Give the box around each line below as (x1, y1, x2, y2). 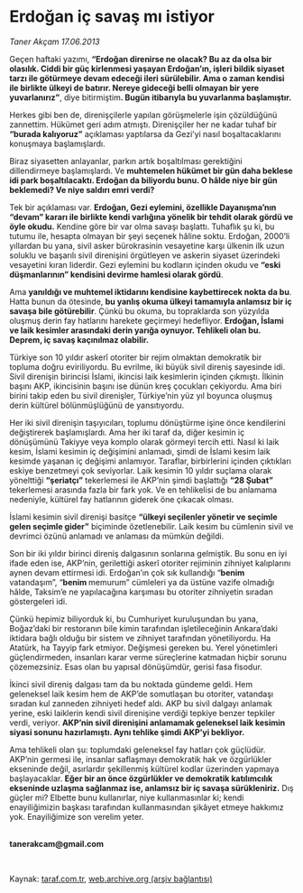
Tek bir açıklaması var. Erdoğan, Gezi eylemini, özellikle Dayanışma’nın (9, 201, 277, 213)
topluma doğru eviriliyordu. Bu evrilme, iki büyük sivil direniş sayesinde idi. (9, 361, 286, 372)
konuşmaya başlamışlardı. (9, 138, 106, 149)
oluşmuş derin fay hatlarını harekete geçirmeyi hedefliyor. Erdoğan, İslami (9, 315, 284, 326)
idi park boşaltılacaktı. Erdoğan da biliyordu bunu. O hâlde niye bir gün (9, 174, 278, 186)
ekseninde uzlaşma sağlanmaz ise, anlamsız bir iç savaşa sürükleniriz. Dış (9, 782, 294, 793)
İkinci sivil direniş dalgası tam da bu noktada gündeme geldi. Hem (9, 678, 253, 689)
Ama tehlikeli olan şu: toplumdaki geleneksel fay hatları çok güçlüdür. (9, 744, 266, 755)
